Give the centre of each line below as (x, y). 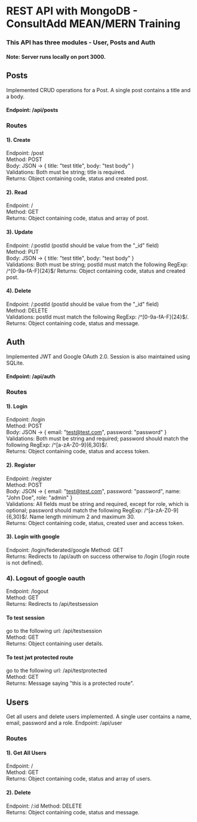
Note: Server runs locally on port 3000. (56, 57)
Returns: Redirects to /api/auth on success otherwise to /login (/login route (98, 556)
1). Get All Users (26, 753)
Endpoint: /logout (27, 592)
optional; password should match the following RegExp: (75, 510)
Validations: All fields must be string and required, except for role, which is (98, 503)
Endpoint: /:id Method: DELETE (44, 806)
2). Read (17, 192)
